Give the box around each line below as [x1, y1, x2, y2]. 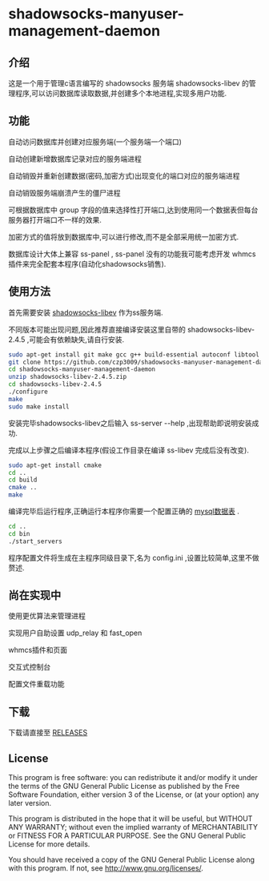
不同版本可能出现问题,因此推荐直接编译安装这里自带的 [8, 324, 187, 334]
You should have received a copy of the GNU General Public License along [8, 855, 255, 865]
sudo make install [8, 402, 70, 411]
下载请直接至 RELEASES [8, 728, 88, 738]
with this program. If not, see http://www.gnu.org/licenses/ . [8, 863, 204, 873]
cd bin [8, 529, 30, 537]
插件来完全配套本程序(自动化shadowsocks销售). [8, 259, 167, 268]
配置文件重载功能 [8, 679, 65, 689]
